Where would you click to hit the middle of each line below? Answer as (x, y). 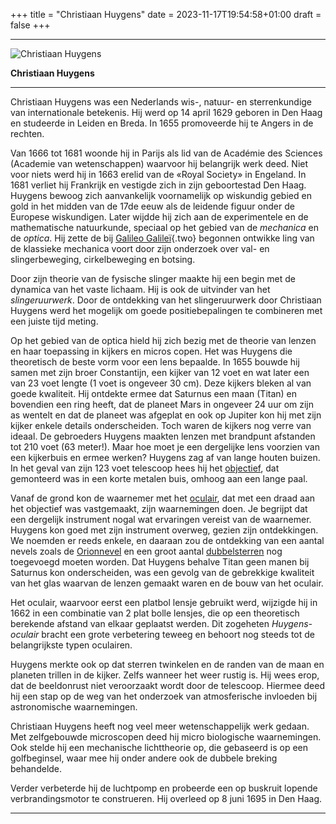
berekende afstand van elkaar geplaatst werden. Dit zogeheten (140, 623)
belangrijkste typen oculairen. (71, 645)
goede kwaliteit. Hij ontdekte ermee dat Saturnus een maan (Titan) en (154, 393)
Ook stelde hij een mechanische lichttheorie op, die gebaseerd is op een (159, 747)
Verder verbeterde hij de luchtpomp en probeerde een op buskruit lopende (164, 788)
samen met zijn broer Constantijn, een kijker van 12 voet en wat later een (160, 372)
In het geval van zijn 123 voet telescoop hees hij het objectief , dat (145, 468)
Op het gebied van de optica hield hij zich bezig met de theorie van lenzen (163, 340)
